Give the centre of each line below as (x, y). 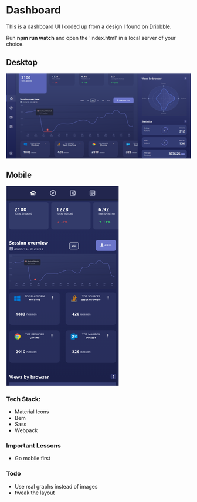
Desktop (22, 62)
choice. (15, 44)
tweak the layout (35, 493)
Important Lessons (34, 446)
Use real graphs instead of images (56, 486)
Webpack (26, 430)
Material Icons (32, 412)
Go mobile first (33, 459)
